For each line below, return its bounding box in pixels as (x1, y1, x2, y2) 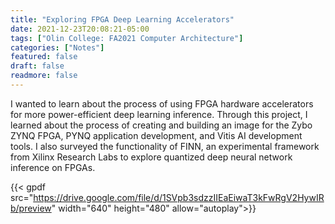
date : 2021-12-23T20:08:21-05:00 (10, 24, 150, 34)
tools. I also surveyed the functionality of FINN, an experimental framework (10, 140, 320, 152)
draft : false (10, 61, 65, 71)
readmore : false (10, 71, 78, 81)
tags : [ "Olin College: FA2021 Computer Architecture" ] (10, 33, 244, 43)
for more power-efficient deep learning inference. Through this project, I (10, 108, 308, 120)
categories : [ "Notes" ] (10, 42, 105, 53)
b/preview (10, 202, 52, 214)
